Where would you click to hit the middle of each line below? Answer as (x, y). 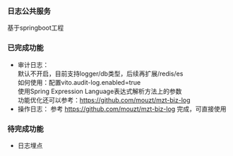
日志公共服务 (29, 11)
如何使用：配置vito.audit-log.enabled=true (79, 82)
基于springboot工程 (36, 28)
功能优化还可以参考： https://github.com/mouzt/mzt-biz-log (104, 100)
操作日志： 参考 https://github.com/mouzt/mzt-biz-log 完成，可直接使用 (122, 109)
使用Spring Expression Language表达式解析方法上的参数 (100, 91)
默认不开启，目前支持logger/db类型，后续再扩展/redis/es (100, 73)
